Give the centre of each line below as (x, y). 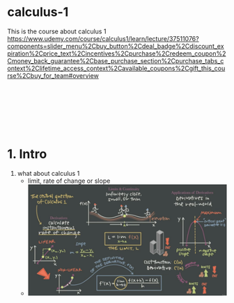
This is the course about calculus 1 (57, 31)
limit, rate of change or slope (69, 181)
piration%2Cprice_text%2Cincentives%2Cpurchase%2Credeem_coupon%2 (117, 54)
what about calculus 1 (48, 173)
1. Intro (27, 154)
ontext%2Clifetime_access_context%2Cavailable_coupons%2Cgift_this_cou (116, 68)
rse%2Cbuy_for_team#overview (53, 75)
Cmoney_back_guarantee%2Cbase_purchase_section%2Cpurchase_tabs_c (116, 60)
